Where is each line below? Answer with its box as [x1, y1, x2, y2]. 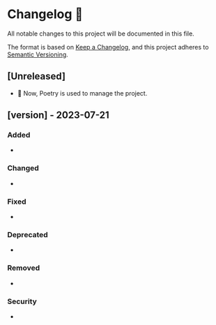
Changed [7, 163, 40, 173]
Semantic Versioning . [7, 50, 68, 59]
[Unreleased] [7, 70, 66, 82]
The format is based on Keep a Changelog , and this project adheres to [7, 43, 209, 51]
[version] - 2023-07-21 [7, 109, 109, 121]
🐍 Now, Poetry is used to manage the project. [17, 89, 148, 97]
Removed [7, 263, 40, 273]
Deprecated [7, 229, 49, 239]
